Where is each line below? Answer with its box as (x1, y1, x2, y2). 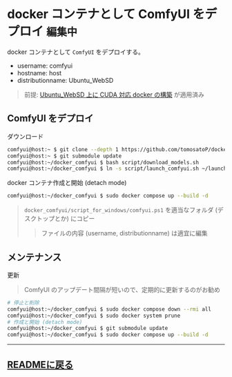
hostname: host (17, 68, 62, 77)
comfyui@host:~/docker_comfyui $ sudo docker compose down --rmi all (7, 305, 212, 313)
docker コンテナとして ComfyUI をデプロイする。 (7, 48, 145, 56)
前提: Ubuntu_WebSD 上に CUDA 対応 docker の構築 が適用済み (23, 90, 205, 99)
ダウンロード (7, 132, 43, 140)
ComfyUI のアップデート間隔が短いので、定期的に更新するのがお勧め (23, 285, 221, 293)
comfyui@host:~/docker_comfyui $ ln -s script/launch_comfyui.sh (7, 165, 199, 173)
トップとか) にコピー (36, 215, 95, 223)
